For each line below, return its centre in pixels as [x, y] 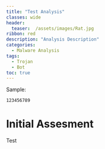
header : [16, 23]
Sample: [16, 89]
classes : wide [24, 17]
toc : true [18, 73]
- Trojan [22, 61]
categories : [21, 45]
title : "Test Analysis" [36, 12]
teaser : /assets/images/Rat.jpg [53, 28]
